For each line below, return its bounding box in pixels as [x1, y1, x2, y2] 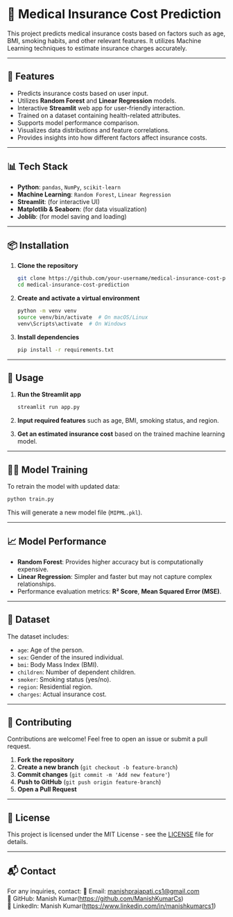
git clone [17, 275, 46, 282]
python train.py [7, 496, 54, 503]
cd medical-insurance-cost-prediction [17, 281, 130, 289]
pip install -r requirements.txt [17, 346, 114, 353]
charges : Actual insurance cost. [17, 690, 107, 698]
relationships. [17, 580, 56, 588]
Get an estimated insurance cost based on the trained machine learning [17, 430, 225, 438]
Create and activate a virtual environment [17, 294, 140, 303]
